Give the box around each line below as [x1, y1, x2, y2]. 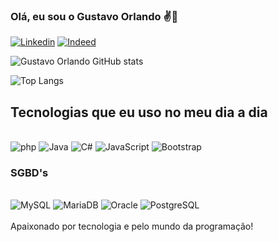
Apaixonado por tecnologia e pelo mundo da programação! [10, 220, 254, 233]
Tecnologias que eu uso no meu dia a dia [10, 104, 268, 121]
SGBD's [10, 166, 49, 180]
